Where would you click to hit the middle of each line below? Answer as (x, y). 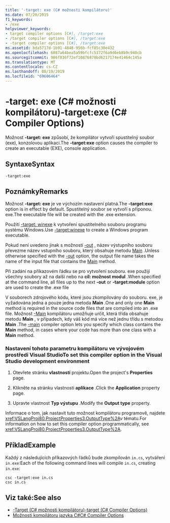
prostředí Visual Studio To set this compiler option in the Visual (84, 355)
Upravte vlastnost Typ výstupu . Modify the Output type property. (82, 403)
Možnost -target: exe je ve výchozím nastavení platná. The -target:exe (79, 204)
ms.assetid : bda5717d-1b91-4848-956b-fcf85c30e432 (60, 48)
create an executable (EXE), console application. (56, 148)
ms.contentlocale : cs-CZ (31, 67)
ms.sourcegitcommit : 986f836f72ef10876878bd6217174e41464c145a (74, 57)
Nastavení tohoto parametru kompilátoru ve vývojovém (75, 349)
